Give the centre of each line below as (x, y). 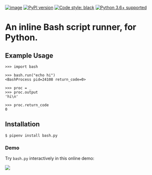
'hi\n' (12, 97)
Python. (21, 38)
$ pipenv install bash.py (31, 136)
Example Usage (29, 55)
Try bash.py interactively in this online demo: (50, 158)
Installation (22, 124)
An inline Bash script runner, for (71, 27)
